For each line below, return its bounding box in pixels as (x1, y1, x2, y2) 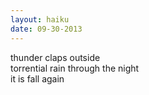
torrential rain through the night (10, 62, 140, 74)
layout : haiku (10, 14, 70, 25)
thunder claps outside (10, 51, 101, 63)
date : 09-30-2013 (10, 24, 83, 34)
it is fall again (10, 72, 65, 85)
